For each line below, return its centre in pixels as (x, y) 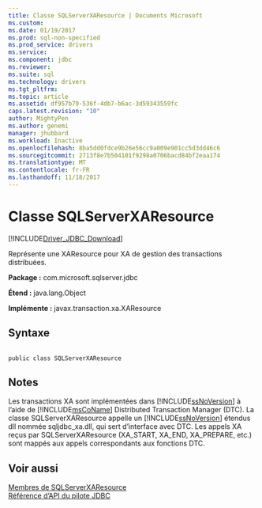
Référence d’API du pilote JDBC (59, 496)
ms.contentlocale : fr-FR (49, 170)
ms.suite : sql (32, 74)
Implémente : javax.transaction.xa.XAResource (85, 308)
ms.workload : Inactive (45, 140)
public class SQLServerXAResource (65, 358)
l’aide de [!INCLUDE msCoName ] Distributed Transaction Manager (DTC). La (131, 410)
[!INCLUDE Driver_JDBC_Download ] (66, 238)
